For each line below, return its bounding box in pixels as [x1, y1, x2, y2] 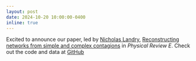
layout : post [6, 8, 38, 15]
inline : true [6, 20, 38, 25]
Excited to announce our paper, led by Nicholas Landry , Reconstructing [6, 36, 179, 43]
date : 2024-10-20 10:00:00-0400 [6, 14, 86, 20]
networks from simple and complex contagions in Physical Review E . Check [6, 42, 191, 49]
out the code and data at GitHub [6, 49, 84, 56]
